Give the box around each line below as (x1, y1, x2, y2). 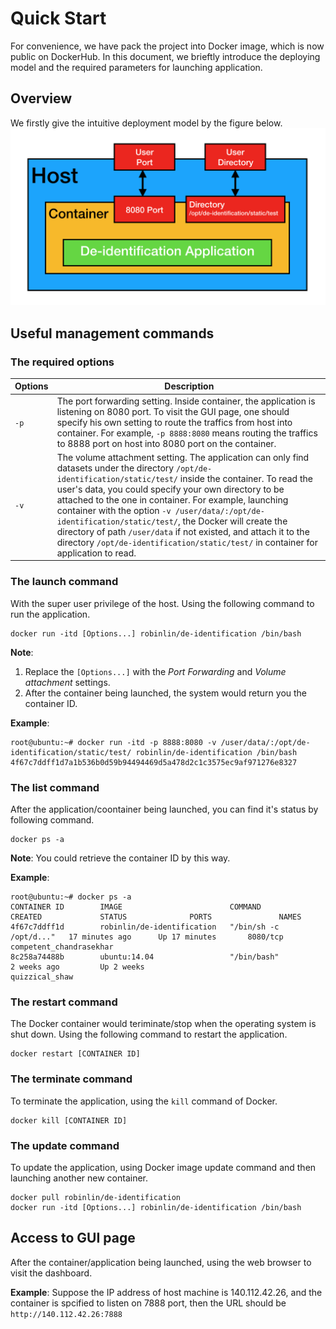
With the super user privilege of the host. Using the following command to (10, 597, 315, 609)
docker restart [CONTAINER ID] (10, 1049, 141, 1059)
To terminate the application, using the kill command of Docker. (10, 1095, 278, 1107)
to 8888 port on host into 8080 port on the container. (56, 437, 277, 449)
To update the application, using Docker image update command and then (10, 1161, 317, 1173)
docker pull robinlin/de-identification (10, 1192, 182, 1202)
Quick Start (10, 7, 107, 30)
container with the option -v (56, 504, 172, 516)
